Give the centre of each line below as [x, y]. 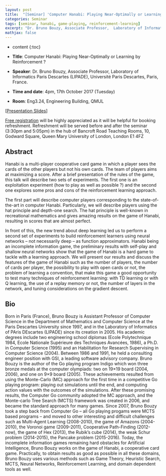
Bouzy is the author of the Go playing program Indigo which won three [77, 363]
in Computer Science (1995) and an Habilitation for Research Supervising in [82, 347]
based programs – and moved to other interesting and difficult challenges [80, 416]
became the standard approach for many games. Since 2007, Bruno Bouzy [81, 406]
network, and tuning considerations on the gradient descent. [67, 288]
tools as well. [19, 469]
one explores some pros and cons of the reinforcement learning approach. [81, 190]
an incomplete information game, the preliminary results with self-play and [81, 246]
